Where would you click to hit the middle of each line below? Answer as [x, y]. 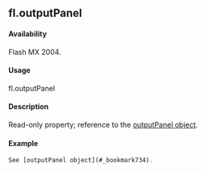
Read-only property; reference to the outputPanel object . [103, 125]
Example [23, 143]
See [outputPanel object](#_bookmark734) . [81, 161]
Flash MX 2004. [35, 52]
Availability [27, 34]
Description [29, 107]
